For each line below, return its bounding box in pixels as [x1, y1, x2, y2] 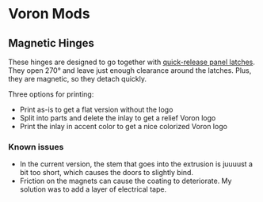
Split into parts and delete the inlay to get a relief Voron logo [19, 113, 216, 123]
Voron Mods [8, 5, 90, 23]
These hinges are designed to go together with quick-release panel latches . [8, 57, 256, 67]
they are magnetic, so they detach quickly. [8, 74, 147, 83]
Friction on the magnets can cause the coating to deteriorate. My [19, 176, 232, 186]
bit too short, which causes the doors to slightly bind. [19, 168, 194, 177]
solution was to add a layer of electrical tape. [19, 185, 167, 194]
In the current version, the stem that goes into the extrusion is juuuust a [19, 159, 253, 169]
